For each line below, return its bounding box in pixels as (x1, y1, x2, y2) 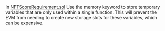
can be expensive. (5, 20, 44, 26)
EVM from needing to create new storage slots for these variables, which (5, 15, 157, 20)
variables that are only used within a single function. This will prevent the (5, 9, 157, 15)
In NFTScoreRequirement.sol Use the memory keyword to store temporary (5, 4, 160, 10)
